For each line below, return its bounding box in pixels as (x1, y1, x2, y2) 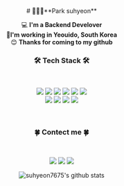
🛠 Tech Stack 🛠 (33, 56, 90, 65)
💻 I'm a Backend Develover (21, 21, 103, 28)
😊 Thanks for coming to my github (10, 38, 113, 46)
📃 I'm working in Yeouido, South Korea (6, 31, 117, 39)
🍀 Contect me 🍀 (34, 128, 89, 137)
